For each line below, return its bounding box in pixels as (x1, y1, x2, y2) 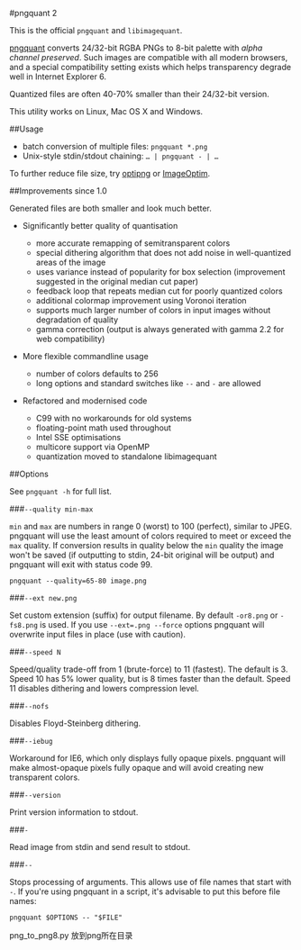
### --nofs (9, 701, 50, 710)
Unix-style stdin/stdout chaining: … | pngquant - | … (22, 150, 219, 161)
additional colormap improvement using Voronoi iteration (35, 295, 247, 305)
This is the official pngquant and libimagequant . (9, 25, 183, 35)
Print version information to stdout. (9, 807, 139, 818)
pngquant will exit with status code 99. (9, 559, 153, 570)
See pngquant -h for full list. (9, 486, 113, 496)
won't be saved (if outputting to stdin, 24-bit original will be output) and (9, 549, 275, 560)
